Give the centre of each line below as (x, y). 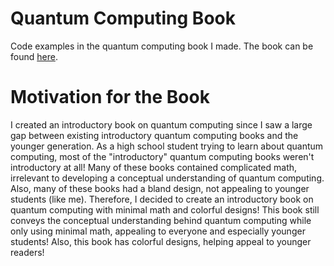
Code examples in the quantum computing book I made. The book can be (162, 46)
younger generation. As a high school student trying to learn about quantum (167, 146)
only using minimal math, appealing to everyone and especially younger (158, 231)
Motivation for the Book (110, 97)
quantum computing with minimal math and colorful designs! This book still (165, 209)
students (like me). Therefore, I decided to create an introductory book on (162, 199)
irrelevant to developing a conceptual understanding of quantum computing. (167, 178)
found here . (34, 56)
